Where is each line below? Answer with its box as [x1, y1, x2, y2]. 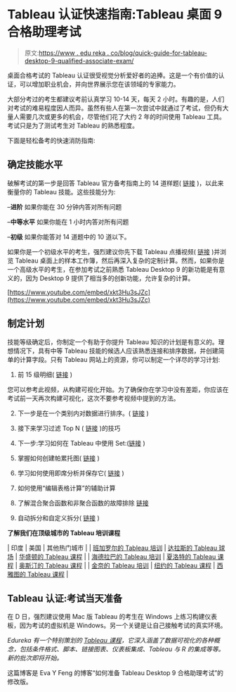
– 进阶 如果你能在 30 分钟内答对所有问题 [7, 202, 122, 211]
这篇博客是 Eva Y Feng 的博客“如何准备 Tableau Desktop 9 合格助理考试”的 [7, 669, 223, 677]
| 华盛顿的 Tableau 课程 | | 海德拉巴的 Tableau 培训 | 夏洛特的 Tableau [15, 552, 216, 560]
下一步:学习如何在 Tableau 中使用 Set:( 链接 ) [17, 439, 145, 447]
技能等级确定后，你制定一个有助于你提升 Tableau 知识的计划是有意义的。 [7, 337, 219, 346]
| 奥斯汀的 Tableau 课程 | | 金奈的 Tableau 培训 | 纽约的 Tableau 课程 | [15, 561, 216, 570]
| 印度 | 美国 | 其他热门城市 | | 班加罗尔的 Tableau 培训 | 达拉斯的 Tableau [7, 543, 218, 552]
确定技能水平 [7, 159, 63, 171]
